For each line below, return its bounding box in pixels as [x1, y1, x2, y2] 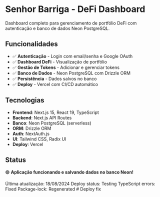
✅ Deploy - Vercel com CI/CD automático [12, 81, 98, 87]
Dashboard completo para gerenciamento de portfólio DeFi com [5, 20, 137, 26]
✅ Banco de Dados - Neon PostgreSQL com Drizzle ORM [12, 70, 131, 76]
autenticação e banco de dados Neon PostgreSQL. [5, 25, 110, 31]
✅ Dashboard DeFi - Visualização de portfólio [12, 58, 107, 64]
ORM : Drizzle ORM [12, 125, 51, 131]
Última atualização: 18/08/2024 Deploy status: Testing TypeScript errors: [5, 181, 155, 187]
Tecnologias [5, 96, 44, 104]
